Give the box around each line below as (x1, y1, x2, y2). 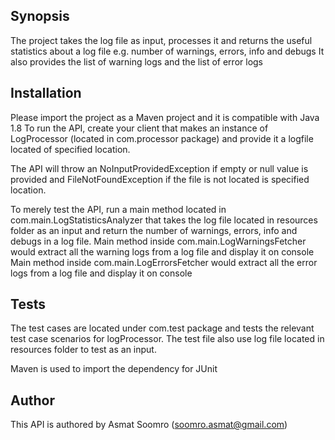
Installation (10, 85, 82, 102)
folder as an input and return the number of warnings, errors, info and (10, 224, 298, 236)
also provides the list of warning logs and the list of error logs (10, 55, 264, 68)
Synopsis (10, 8, 70, 25)
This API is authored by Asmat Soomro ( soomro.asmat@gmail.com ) (10, 419, 288, 431)
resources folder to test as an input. (10, 344, 157, 356)
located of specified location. (10, 143, 131, 155)
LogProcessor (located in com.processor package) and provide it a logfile (10, 132, 314, 144)
